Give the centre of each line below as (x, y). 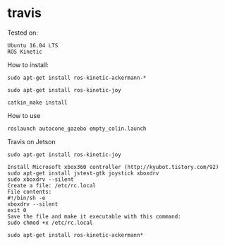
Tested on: (23, 33)
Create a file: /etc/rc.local (52, 185)
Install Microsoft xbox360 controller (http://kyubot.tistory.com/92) (113, 167)
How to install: (28, 64)
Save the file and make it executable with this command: (94, 216)
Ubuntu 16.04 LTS (33, 45)
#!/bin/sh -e (26, 198)
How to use (24, 115)
